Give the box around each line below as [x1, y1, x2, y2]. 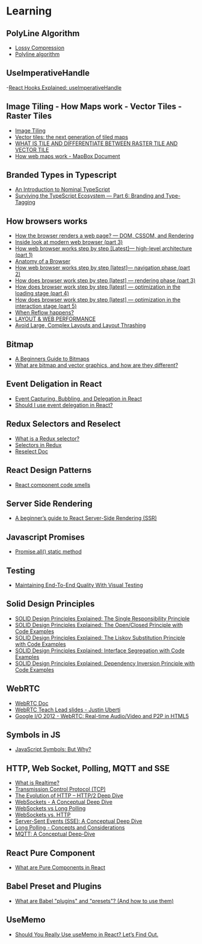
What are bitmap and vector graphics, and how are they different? [14, 361, 179, 369]
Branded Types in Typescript [6, 170, 117, 180]
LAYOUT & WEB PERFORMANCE [14, 315, 96, 323]
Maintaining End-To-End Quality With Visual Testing [14, 581, 143, 589]
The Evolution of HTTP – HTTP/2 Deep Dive [14, 792, 123, 799]
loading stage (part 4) [14, 290, 69, 297]
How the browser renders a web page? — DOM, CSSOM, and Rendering [14, 232, 194, 239]
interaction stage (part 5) [14, 302, 77, 310]
